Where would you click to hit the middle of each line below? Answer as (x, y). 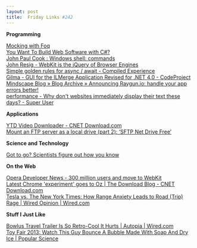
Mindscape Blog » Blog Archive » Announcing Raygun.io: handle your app (97, 83)
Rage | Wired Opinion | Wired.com (48, 203)
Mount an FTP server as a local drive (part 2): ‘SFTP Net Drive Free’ (89, 132)
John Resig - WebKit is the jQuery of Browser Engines (72, 64)
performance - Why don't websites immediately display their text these (93, 96)
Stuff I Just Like (26, 214)
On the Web (21, 166)
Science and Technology (37, 143)
